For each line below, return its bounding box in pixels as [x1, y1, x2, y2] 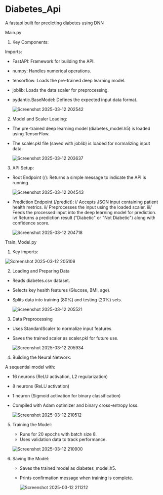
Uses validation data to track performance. [19, 436, 107, 442]
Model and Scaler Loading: [12, 115, 68, 122]
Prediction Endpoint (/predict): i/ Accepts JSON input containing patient [12, 199, 158, 205]
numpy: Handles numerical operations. [12, 68, 91, 74]
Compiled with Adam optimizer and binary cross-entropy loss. [12, 402, 139, 408]
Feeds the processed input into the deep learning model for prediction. [12, 209, 157, 215]
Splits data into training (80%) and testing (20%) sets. [12, 296, 122, 303]
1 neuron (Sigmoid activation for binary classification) [12, 392, 121, 398]
